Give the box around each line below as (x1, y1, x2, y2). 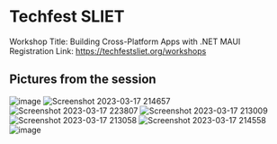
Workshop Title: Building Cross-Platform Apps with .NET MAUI (9, 36, 241, 47)
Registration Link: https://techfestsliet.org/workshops (9, 45, 207, 56)
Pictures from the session (9, 72, 156, 87)
